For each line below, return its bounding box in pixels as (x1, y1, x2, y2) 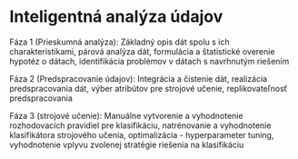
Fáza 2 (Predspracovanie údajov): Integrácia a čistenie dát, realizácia (9, 73, 268, 84)
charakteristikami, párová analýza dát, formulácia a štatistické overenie (9, 45, 275, 56)
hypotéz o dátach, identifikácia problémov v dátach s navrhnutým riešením (9, 55, 290, 66)
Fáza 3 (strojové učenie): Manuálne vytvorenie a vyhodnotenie (9, 110, 243, 121)
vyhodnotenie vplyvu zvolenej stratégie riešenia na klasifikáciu (9, 139, 244, 150)
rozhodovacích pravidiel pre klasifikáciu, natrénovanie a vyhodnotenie (9, 120, 272, 131)
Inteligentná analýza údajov (9, 6, 223, 27)
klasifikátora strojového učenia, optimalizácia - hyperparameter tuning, (9, 129, 274, 140)
